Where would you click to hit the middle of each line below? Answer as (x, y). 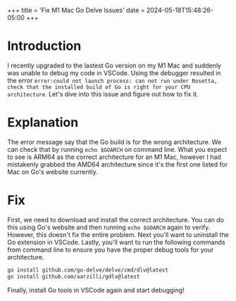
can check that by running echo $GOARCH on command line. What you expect (117, 149)
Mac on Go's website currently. (53, 172)
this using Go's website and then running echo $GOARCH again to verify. (109, 227)
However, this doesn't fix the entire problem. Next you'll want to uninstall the (118, 234)
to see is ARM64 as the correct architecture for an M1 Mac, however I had (114, 157)
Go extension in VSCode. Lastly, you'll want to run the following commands (116, 242)
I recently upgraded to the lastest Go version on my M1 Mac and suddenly (114, 65)
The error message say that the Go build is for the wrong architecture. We (114, 142)
